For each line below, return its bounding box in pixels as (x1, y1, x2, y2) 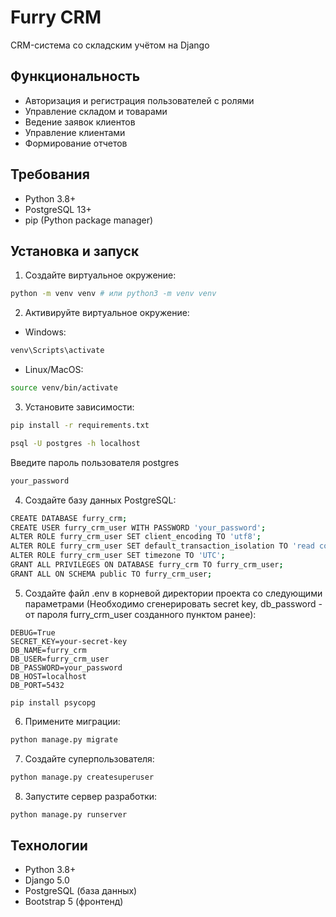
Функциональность (10, 68, 141, 85)
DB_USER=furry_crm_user (10, 654, 110, 664)
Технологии (10, 837, 88, 854)
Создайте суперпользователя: (24, 752, 155, 765)
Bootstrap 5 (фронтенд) (24, 896, 124, 908)
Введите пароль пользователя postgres (10, 456, 180, 468)
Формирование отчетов (24, 137, 128, 149)
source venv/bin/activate (10, 383, 118, 393)
